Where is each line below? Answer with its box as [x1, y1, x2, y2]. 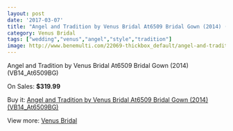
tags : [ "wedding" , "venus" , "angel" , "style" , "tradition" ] [7, 36, 172, 43]
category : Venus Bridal [7, 29, 76, 37]
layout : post [7, 10, 45, 17]
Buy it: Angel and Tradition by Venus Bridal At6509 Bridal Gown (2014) [7, 96, 209, 104]
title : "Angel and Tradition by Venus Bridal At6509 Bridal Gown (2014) [7, 23, 222, 30]
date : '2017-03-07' [7, 17, 64, 24]
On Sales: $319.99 [7, 82, 61, 90]
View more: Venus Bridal [7, 116, 78, 125]
